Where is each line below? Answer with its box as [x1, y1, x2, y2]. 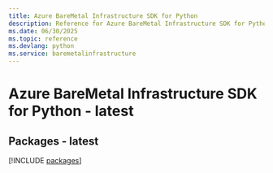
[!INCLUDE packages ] [8, 156, 82, 165]
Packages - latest [8, 134, 99, 148]
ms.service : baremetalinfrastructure [8, 50, 136, 58]
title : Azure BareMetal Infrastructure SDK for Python [8, 11, 198, 20]
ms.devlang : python [8, 42, 75, 50]
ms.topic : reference [8, 34, 79, 43]
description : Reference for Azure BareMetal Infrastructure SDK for [8, 19, 245, 28]
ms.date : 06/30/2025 [8, 27, 79, 35]
